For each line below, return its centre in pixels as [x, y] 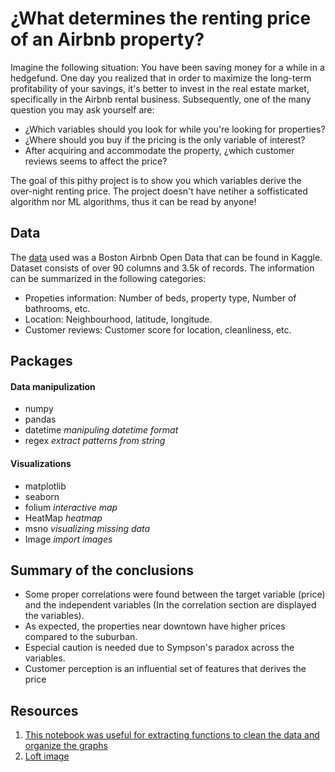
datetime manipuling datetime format [101, 430]
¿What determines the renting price [161, 18]
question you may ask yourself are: [82, 109]
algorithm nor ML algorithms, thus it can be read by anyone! [133, 201]
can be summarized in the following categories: [108, 278]
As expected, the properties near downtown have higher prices [155, 626]
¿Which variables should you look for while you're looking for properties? [175, 129]
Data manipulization [53, 386]
